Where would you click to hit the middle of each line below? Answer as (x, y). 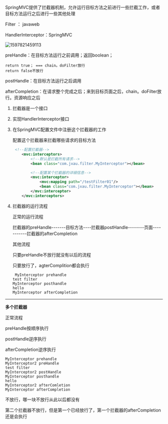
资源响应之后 (27, 97)
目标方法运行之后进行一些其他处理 (40, 13)
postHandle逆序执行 (26, 338)
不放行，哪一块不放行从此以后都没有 (42, 399)
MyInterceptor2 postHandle (33, 372)
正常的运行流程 (28, 216)
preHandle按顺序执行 (27, 328)
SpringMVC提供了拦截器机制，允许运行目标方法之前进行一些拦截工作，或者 (83, 7)
